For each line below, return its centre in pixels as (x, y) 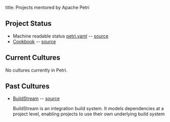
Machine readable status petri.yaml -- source (60, 36)
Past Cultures (27, 86)
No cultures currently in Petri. (36, 70)
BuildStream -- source (36, 99)
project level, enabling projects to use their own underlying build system (89, 114)
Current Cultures (33, 58)
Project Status (29, 23)
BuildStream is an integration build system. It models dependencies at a (88, 109)
